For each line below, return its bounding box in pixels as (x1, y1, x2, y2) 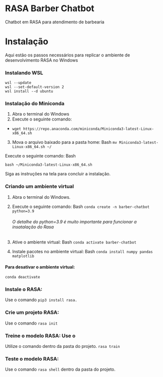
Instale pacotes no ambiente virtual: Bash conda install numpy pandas (12, 248, 153, 254)
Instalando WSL (5, 69, 43, 76)
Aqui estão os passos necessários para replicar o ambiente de (5, 52, 130, 58)
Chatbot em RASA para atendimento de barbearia (5, 19, 105, 25)
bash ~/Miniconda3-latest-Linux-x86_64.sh (5, 162, 92, 168)
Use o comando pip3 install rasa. (5, 297, 77, 303)
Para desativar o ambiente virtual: (5, 264, 75, 270)
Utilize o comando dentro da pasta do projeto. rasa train (5, 343, 120, 349)
